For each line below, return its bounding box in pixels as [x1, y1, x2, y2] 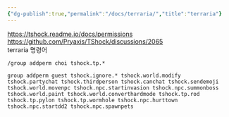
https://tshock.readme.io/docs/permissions [7, 30, 133, 38]
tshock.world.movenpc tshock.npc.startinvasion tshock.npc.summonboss [7, 84, 219, 92]
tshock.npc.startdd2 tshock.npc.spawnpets [7, 103, 134, 110]
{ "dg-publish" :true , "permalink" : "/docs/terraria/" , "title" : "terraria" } [7, 10, 222, 18]
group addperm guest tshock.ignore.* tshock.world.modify [7, 72, 181, 79]
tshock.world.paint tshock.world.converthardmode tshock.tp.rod [7, 90, 200, 97]
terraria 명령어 [7, 45, 48, 54]
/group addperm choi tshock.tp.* [7, 59, 106, 67]
